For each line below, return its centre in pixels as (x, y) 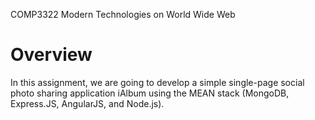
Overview (51, 55)
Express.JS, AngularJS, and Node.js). (87, 103)
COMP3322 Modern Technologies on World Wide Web (123, 14)
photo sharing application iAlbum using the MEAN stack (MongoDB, (150, 93)
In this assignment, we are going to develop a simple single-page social (157, 82)
